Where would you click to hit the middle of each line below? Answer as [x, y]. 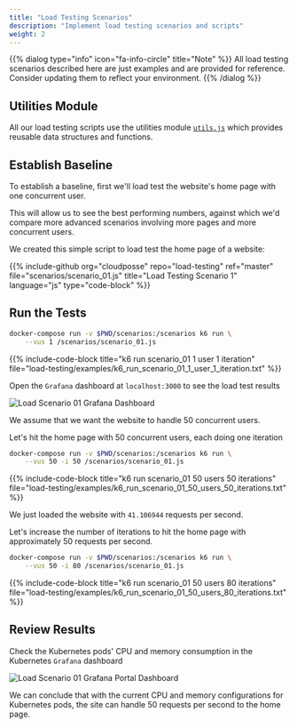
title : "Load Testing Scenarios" [71, 17]
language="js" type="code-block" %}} [80, 285]
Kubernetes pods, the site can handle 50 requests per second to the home [145, 704]
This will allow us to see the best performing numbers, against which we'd [145, 213]
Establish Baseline [61, 165]
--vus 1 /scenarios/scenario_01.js [91, 342]
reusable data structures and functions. [81, 137]
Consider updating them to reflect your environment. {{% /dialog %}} [135, 78]
